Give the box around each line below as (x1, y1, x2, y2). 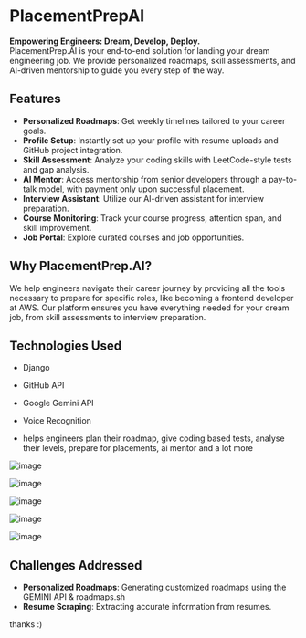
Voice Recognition (22, 415, 91, 426)
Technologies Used (9, 338, 121, 353)
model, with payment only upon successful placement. (38, 183, 245, 194)
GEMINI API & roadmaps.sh (22, 591, 126, 602)
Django (22, 362, 50, 373)
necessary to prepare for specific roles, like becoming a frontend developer (9, 292, 294, 303)
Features (9, 91, 61, 107)
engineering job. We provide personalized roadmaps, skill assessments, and (9, 55, 296, 66)
